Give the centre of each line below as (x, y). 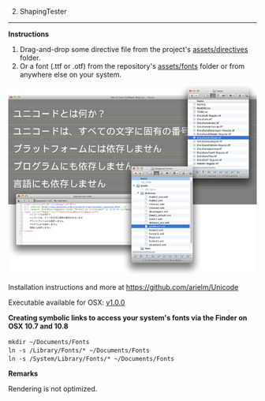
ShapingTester (43, 11)
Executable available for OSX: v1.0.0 (67, 302)
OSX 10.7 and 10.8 (38, 326)
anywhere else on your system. (71, 75)
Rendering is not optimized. (53, 389)
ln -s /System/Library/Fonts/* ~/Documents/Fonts (91, 359)
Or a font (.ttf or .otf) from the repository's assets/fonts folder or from (132, 66)
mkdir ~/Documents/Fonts (49, 343)
